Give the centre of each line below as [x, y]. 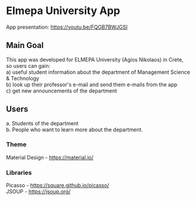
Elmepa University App [63, 11]
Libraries [19, 172]
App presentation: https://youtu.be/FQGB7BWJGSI [67, 27]
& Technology [23, 78]
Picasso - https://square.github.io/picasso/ [58, 185]
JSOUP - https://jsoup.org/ [39, 192]
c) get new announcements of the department [61, 91]
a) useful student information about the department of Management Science [98, 72]
